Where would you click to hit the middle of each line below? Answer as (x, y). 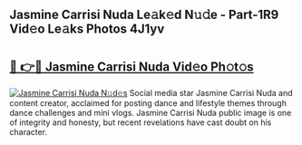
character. (29, 132)
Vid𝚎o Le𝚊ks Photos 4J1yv (87, 29)
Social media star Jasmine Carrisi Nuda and (211, 93)
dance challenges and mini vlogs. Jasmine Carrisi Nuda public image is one (151, 113)
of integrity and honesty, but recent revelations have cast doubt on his (141, 122)
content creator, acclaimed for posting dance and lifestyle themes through (148, 103)
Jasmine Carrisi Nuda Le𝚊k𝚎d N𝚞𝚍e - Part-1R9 (144, 15)
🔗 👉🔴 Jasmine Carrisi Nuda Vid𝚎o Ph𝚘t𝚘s (132, 67)
